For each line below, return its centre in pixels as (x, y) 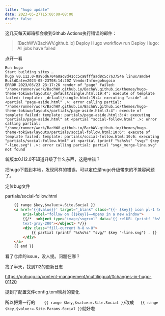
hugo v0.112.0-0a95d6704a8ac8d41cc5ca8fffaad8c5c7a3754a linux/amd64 (78, 77)
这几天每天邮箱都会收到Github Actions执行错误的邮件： (61, 33)
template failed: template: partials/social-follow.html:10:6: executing (82, 137)
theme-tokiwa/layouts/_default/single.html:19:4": (58, 94)
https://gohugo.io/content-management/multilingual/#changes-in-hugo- (78, 277)
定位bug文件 (18, 186)
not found (15, 150)
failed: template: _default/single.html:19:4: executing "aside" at (77, 98)
